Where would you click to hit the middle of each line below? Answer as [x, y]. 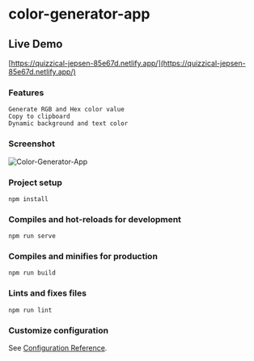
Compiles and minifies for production [83, 257]
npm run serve [32, 236]
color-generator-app [79, 14]
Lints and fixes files [48, 293]
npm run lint [30, 310]
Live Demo [36, 44]
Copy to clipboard [39, 117]
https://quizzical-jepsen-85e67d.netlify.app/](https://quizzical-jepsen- [128, 63]
